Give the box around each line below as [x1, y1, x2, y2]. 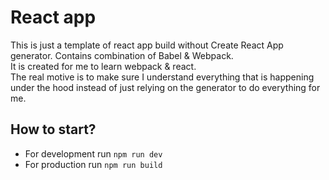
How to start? [10, 121, 97, 138]
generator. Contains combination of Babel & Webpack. [10, 49, 234, 61]
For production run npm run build [24, 158, 163, 170]
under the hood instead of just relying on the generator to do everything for [10, 81, 321, 93]
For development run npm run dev [24, 147, 163, 160]
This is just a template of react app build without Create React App [10, 39, 284, 51]
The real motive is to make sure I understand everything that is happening [10, 71, 315, 83]
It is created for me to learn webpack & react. [10, 60, 197, 72]
